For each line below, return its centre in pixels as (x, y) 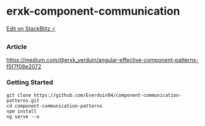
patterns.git (23, 100)
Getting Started (30, 83)
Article (17, 46)
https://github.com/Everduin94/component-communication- (108, 95)
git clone (19, 95)
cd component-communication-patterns (54, 106)
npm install (21, 111)
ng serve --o (23, 117)
